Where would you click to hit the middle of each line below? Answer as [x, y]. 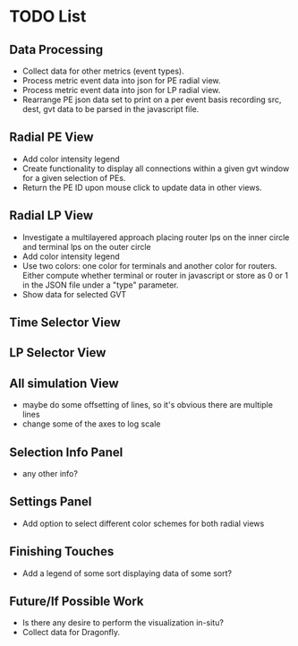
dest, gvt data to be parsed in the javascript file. [111, 109]
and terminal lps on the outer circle [86, 246]
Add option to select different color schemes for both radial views [143, 523]
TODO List [48, 17]
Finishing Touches [62, 551]
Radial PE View [51, 138]
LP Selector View [58, 353]
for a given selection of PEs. [74, 177]
